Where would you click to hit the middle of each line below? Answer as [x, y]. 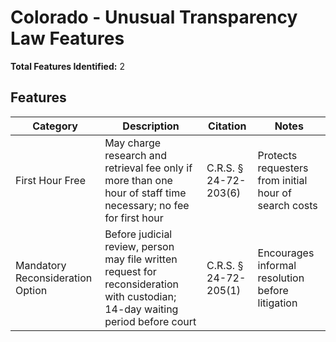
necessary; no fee [147, 205]
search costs [287, 205]
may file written [141, 259]
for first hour [134, 218]
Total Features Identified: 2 [67, 66]
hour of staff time [145, 193]
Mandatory [41, 265]
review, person [139, 246]
